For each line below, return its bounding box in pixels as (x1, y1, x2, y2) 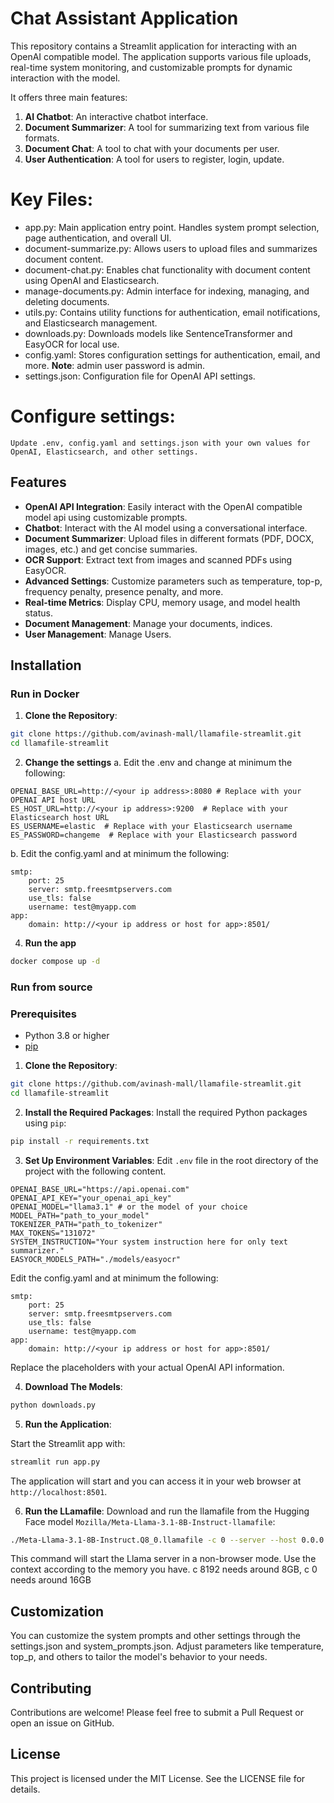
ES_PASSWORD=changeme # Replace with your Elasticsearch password (10, 830, 298, 841)
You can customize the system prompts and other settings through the (10, 1630, 301, 1642)
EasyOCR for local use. (24, 338, 120, 350)
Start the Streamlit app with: (10, 1437, 126, 1449)
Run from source (10, 980, 93, 994)
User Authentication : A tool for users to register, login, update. (24, 153, 285, 165)
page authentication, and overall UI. (24, 232, 172, 244)
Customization (10, 1603, 105, 1620)
